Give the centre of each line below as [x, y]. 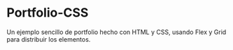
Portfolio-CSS [48, 13]
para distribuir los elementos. [49, 39]
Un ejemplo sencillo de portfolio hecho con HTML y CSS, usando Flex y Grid [116, 32]
